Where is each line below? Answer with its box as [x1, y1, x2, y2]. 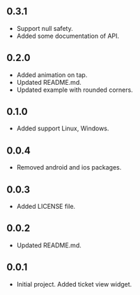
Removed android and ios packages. [16, 163, 122, 172]
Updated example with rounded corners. [16, 85, 133, 94]
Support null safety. [16, 24, 74, 32]
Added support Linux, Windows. [16, 124, 109, 132]
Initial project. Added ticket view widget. [16, 280, 132, 288]
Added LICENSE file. [16, 203, 76, 211]
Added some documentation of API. [16, 32, 120, 40]
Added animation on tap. [16, 70, 88, 79]
